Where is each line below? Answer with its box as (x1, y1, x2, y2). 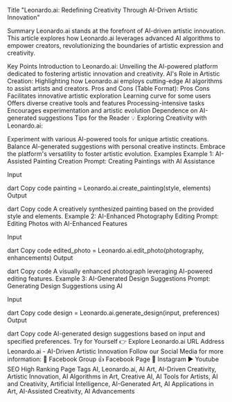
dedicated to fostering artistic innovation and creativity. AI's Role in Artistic (7, 69, 220, 78)
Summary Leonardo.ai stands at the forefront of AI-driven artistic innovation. (7, 27, 226, 35)
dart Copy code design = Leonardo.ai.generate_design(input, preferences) (7, 308, 220, 317)
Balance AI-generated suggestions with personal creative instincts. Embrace (7, 142, 226, 150)
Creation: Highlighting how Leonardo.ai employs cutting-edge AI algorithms (7, 77, 223, 85)
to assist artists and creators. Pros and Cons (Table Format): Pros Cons (7, 85, 210, 92)
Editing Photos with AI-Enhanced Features (7, 220, 128, 227)
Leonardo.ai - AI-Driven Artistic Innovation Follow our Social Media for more (7, 347, 224, 356)
